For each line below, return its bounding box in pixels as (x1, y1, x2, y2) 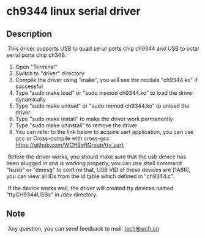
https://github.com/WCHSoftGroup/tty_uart (15, 141, 124, 148)
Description (6, 29, 52, 39)
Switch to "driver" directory (15, 70, 84, 77)
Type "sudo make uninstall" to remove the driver (15, 122, 138, 129)
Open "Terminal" (15, 63, 58, 70)
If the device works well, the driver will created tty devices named (7, 185, 174, 192)
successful (15, 83, 43, 90)
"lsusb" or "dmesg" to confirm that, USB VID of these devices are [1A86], (6, 166, 191, 173)
